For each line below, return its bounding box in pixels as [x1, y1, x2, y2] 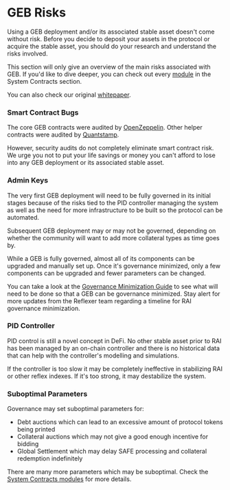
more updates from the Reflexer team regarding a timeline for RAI [7, 296, 192, 305]
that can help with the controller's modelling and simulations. [7, 351, 180, 360]
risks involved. [7, 49, 48, 58]
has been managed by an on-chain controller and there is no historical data [7, 344, 220, 352]
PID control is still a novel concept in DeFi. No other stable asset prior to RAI [7, 336, 222, 345]
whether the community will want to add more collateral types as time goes [7, 233, 220, 242]
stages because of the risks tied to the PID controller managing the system [7, 198, 218, 207]
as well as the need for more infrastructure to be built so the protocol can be [7, 206, 223, 214]
